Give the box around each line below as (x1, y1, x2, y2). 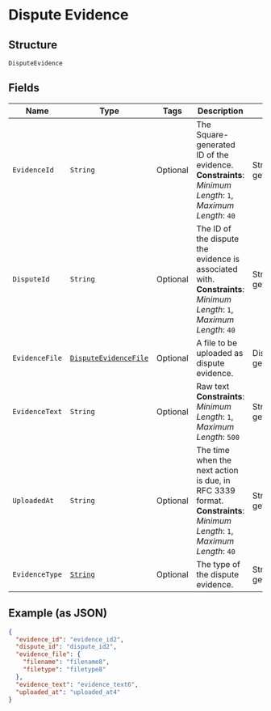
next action (196, 464, 240, 476)
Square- (196, 129, 229, 140)
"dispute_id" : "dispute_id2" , (15, 643, 117, 651)
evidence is (196, 253, 240, 265)
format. (196, 495, 224, 506)
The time (196, 444, 230, 455)
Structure (8, 38, 58, 52)
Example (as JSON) (8, 607, 107, 620)
